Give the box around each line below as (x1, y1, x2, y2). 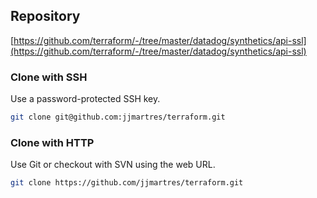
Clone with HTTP (10, 135, 95, 149)
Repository (10, 8, 81, 25)
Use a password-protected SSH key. (10, 93, 161, 105)
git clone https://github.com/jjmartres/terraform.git (10, 178, 244, 188)
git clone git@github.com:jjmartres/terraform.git (10, 112, 226, 123)
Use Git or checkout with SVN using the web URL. (10, 159, 216, 171)
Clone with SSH (10, 70, 88, 84)
